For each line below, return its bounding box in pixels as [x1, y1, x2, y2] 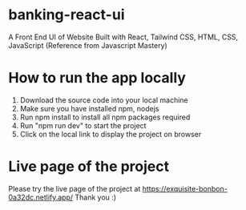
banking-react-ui [8, 6, 125, 24]
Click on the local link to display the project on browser [19, 129, 202, 139]
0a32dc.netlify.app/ [8, 192, 74, 202]
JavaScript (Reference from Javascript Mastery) [8, 40, 168, 50]
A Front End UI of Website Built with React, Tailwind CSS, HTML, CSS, [8, 32, 239, 42]
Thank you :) [75, 192, 117, 202]
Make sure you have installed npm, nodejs [19, 103, 159, 113]
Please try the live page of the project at [8, 184, 141, 193]
